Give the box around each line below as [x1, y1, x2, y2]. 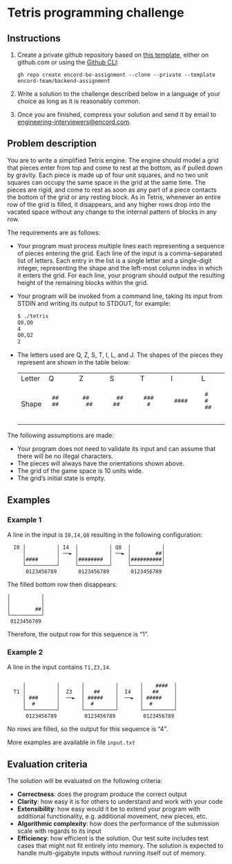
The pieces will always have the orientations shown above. [17, 459, 185, 468]
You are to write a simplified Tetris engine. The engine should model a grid [7, 156, 219, 164]
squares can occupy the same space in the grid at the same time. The [7, 178, 206, 186]
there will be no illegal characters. [17, 452, 114, 461]
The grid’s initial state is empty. [17, 474, 106, 482]
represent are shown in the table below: [17, 358, 130, 367]
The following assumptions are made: [7, 431, 114, 440]
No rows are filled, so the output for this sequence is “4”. [7, 725, 168, 733]
